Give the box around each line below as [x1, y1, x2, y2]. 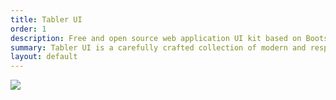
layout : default [10, 52, 78, 62]
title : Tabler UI [10, 14, 83, 25]
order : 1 [10, 24, 47, 34]
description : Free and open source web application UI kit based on [10, 33, 302, 43]
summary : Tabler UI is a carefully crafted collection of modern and [10, 42, 307, 53]
